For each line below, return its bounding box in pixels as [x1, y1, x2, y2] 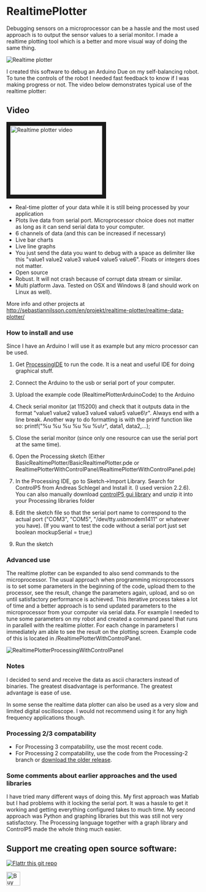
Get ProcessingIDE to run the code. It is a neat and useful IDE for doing [15, 360, 195, 368]
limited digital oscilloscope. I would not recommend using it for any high [6, 707, 188, 715]
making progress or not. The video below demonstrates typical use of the [6, 81, 192, 88]
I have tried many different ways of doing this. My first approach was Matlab [6, 793, 199, 801]
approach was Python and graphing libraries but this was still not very [6, 812, 183, 820]
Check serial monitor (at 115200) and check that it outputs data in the [15, 403, 190, 410]
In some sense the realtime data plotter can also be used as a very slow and [6, 701, 199, 708]
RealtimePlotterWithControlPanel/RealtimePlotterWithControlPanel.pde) [15, 466, 196, 473]
